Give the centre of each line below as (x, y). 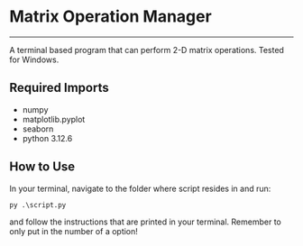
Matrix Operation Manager (110, 17)
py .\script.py (38, 205)
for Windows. (34, 59)
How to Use (42, 167)
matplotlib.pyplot (54, 119)
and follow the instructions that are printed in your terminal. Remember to (145, 222)
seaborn (38, 129)
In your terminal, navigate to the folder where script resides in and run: (140, 188)
